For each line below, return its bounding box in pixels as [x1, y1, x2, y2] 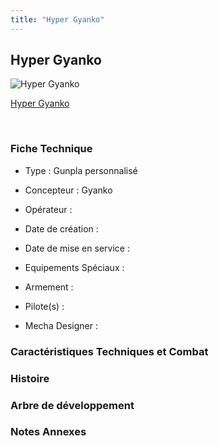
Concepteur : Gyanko [24, 184, 113, 196]
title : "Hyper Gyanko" [10, 14, 105, 25]
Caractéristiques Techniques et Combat [10, 344, 209, 358]
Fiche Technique [10, 142, 93, 156]
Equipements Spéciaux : [24, 261, 125, 273]
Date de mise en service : [24, 242, 130, 254]
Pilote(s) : [24, 300, 65, 312]
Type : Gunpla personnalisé [24, 164, 138, 176]
